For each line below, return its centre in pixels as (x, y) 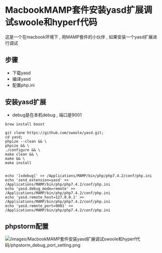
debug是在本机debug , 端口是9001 (47, 115)
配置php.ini (23, 85)
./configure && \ (23, 150)
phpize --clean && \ (26, 141)
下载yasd (21, 73)
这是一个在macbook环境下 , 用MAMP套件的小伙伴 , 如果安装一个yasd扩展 (79, 37)
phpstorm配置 (27, 226)
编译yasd (21, 79)
